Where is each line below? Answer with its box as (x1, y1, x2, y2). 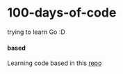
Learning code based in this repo (7, 59, 102, 67)
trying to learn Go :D (7, 28, 66, 36)
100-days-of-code (7, 5, 117, 21)
